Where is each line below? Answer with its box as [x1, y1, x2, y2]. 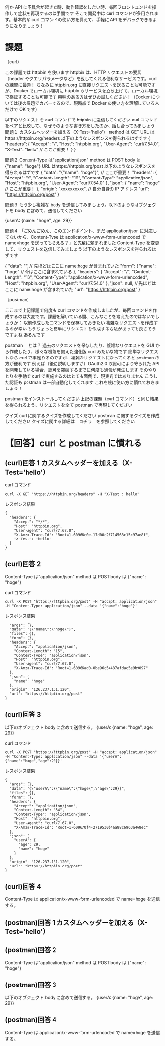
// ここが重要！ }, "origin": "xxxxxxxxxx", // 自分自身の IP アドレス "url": [5, 186, 150, 192]
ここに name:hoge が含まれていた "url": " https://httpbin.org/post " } [5, 286, 141, 292]
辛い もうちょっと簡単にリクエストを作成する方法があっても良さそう [18, 326, 157, 331]
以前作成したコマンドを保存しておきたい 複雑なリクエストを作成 [23, 319, 154, 326]
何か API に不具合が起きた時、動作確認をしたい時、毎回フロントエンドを [5, 4, 152, 10]
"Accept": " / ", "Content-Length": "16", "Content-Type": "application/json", [5, 175, 154, 180]
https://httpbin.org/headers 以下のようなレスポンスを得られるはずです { [5, 135, 151, 141]
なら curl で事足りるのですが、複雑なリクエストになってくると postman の [9, 355, 160, 360]
